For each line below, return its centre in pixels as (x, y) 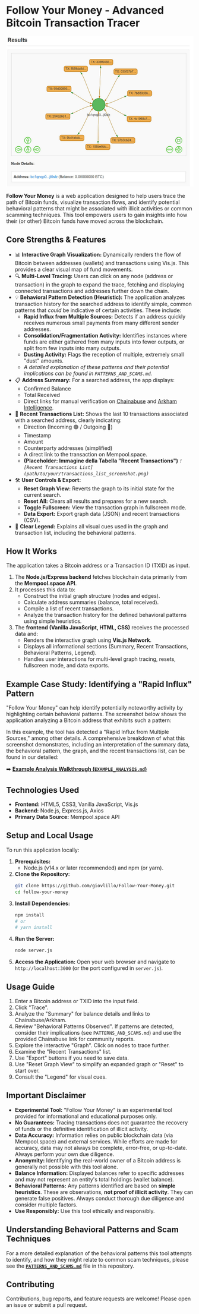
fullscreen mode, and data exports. (67, 666)
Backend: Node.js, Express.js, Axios (59, 811)
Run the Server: (34, 939)
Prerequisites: (33, 861)
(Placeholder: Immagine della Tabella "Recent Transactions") (101, 461)
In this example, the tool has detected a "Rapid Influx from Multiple (88, 732)
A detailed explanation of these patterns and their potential (96, 367)
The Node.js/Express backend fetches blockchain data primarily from (101, 577)
